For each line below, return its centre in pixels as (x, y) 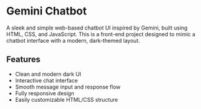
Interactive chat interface (46, 80)
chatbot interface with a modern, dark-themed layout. (73, 40)
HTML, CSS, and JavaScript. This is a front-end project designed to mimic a (101, 34)
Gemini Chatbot (47, 11)
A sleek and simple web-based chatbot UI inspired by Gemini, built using (97, 28)
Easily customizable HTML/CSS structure (66, 99)
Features (23, 59)
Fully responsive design (44, 93)
